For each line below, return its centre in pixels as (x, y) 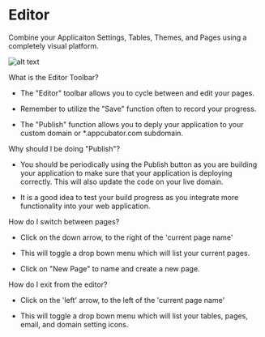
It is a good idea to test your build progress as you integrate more (129, 197)
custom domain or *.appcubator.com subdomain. (102, 133)
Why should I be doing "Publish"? (64, 148)
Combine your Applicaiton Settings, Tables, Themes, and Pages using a (128, 37)
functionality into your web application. (85, 206)
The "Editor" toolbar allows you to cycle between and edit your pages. (137, 93)
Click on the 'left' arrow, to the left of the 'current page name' (122, 300)
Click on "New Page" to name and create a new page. (110, 268)
